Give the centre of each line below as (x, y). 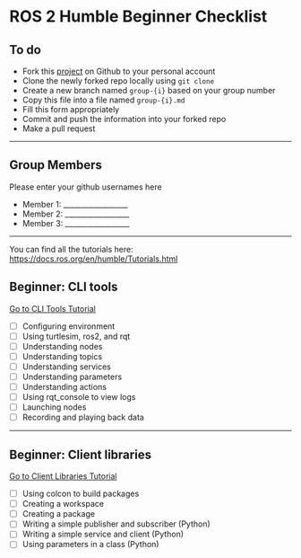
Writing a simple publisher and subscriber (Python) (116, 524)
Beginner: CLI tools (64, 287)
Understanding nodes (62, 346)
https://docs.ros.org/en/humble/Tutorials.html (94, 259)
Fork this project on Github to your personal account (119, 71)
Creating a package (59, 514)
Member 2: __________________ (76, 214)
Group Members (56, 165)
